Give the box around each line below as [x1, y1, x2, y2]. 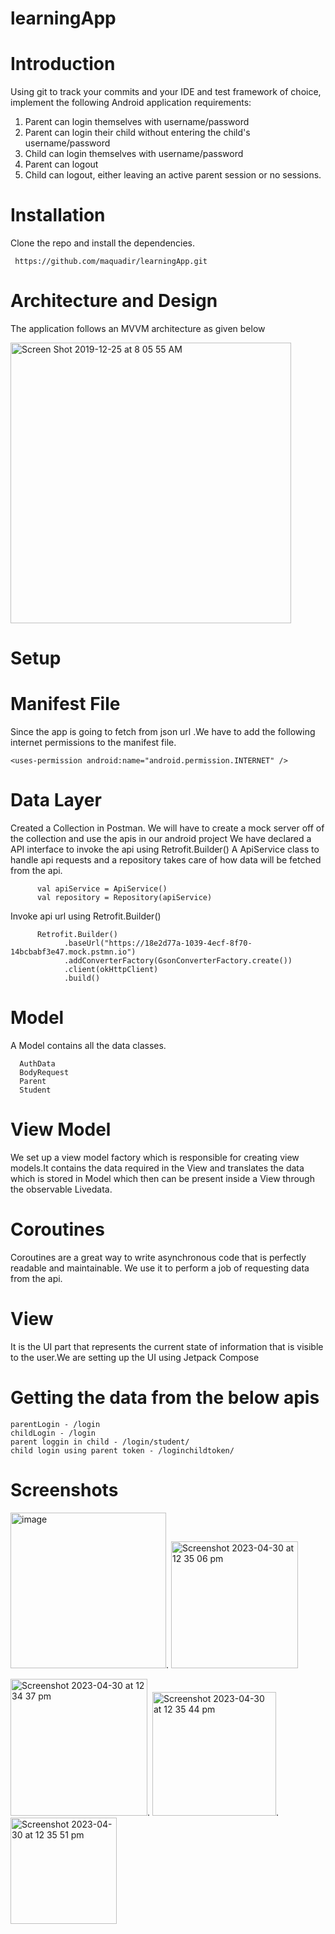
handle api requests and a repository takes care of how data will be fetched [10, 854, 322, 866]
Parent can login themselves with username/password [24, 116, 250, 128]
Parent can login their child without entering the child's [24, 127, 251, 139]
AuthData [19, 1059, 56, 1069]
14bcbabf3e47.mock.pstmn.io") [10, 947, 137, 957]
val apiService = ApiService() [36, 884, 168, 894]
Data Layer [10, 789, 102, 812]
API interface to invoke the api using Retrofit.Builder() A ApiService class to [10, 843, 320, 856]
